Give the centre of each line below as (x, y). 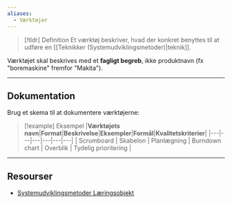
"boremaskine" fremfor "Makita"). (55, 68)
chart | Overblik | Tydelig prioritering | (78, 148)
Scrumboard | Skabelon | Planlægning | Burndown (150, 141)
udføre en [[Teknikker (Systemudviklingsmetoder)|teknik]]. (107, 47)
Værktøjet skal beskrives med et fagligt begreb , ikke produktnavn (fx (105, 60)
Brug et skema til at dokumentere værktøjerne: (74, 113)
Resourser (30, 176)
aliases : (20, 13)
